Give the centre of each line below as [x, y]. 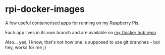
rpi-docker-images [45, 9]
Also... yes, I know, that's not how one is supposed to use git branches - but [82, 42]
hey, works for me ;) [26, 47]
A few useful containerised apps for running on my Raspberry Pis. [72, 23]
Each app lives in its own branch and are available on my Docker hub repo [81, 32]
